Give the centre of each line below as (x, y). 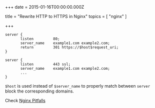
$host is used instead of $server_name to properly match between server (77, 86)
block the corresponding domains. (39, 91)
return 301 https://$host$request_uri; (69, 47)
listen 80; (40, 39)
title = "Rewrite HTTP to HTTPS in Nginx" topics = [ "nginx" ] (66, 16)
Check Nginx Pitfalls (25, 100)
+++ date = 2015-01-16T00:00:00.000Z (45, 7)
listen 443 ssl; (45, 64)
